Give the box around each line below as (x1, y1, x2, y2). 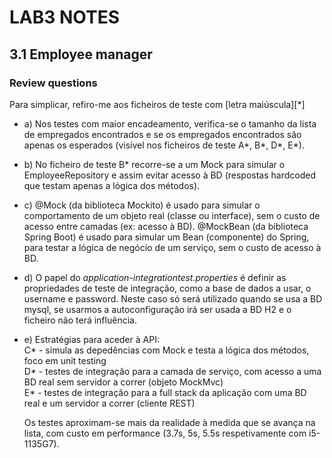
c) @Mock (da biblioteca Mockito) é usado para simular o (23, 199, 261, 211)
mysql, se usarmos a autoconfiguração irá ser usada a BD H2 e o (23, 303, 292, 315)
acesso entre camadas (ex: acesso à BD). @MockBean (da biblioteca (23, 220, 309, 232)
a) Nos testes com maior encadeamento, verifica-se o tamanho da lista (23, 117, 317, 130)
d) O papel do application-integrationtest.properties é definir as (23, 271, 287, 283)
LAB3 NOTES (9, 6, 121, 29)
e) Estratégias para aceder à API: (23, 333, 160, 345)
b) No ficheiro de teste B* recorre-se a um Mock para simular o (23, 158, 286, 170)
